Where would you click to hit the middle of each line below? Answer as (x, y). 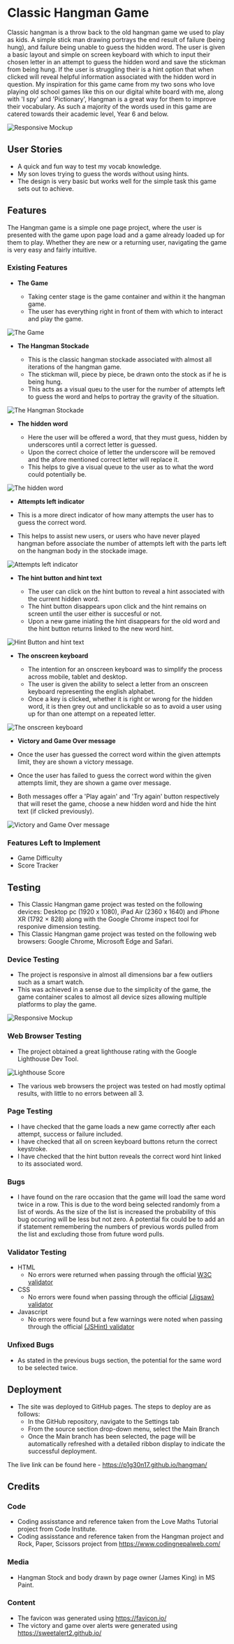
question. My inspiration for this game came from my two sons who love (111, 84)
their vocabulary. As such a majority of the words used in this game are (110, 106)
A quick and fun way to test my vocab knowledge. (89, 166)
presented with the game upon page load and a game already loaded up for (116, 235)
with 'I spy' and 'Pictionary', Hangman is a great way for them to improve (112, 99)
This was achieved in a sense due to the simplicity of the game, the (114, 990)
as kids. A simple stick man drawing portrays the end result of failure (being (116, 39)
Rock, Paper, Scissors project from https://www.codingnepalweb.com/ (119, 1544)
